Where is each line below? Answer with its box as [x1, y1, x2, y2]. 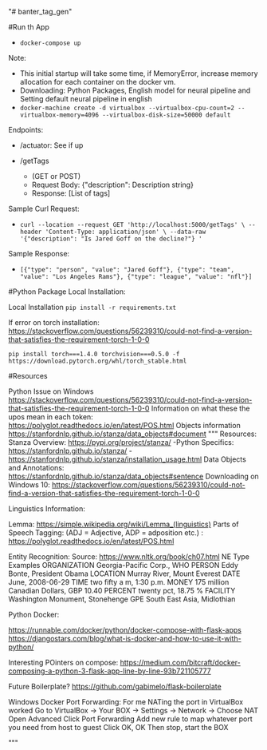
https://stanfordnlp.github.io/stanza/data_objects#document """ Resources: [8, 429, 257, 438]
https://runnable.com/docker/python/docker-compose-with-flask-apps [8, 625, 241, 634]
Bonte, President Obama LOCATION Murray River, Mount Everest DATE [8, 569, 241, 578]
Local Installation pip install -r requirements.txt [8, 303, 177, 312]
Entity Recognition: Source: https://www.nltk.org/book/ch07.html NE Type [8, 552, 249, 562]
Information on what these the [151, 403, 250, 413]
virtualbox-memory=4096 [19, 111, 100, 119]
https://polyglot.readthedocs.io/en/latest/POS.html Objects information [8, 421, 241, 430]
